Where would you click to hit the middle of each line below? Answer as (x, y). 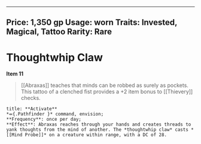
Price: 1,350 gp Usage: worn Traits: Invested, (92, 22)
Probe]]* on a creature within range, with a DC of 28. (96, 135)
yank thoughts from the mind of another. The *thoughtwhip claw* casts (97, 130)
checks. (31, 98)
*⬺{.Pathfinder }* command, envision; (55, 114)
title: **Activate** (32, 109)
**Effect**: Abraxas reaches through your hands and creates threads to (99, 125)
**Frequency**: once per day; (44, 120)
